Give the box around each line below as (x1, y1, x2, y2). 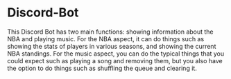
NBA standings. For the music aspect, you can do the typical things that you (7, 49, 224, 58)
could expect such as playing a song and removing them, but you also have (7, 56, 223, 65)
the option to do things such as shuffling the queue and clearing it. (7, 64, 198, 72)
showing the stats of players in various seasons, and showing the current (7, 42, 216, 50)
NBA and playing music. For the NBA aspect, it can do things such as (7, 34, 205, 43)
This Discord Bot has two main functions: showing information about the (7, 27, 214, 36)
